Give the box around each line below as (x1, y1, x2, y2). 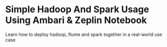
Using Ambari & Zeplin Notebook (5, 14, 147, 26)
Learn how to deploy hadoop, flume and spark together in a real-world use (5, 31, 162, 37)
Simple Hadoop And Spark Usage (5, 4, 150, 15)
